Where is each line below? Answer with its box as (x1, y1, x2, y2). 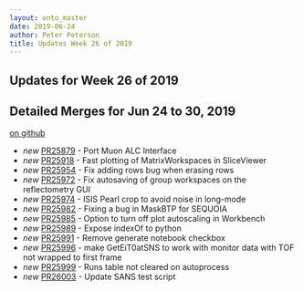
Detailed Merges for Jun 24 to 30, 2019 (9, 104, 236, 120)
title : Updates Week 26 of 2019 (9, 38, 132, 48)
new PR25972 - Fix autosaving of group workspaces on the (22, 174, 246, 185)
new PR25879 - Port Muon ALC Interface (22, 145, 177, 156)
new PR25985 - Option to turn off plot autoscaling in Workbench (22, 213, 266, 224)
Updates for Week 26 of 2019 (9, 72, 180, 88)
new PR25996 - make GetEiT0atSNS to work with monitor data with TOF (22, 243, 295, 254)
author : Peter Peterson (9, 30, 100, 39)
